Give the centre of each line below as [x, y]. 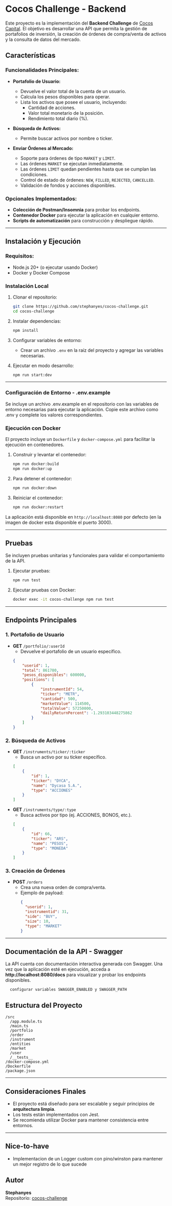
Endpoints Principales [41, 620]
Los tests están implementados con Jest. [56, 1115]
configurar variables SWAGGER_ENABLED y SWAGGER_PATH [68, 990]
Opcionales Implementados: [41, 199]
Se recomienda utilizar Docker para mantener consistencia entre [81, 1120]
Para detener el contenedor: [42, 478]
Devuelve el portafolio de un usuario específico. [71, 651]
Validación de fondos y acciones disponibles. [68, 185]
